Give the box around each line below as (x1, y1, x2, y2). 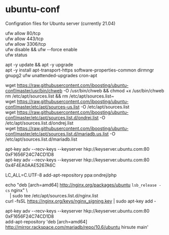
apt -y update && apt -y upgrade (5, 61, 74, 68)
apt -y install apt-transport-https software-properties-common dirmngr (5, 67, 154, 73)
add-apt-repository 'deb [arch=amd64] (5, 218, 88, 224)
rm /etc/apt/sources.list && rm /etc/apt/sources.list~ (5, 93, 114, 99)
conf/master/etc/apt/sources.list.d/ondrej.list (5, 114, 99, 120)
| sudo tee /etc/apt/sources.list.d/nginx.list (10, 192, 98, 198)
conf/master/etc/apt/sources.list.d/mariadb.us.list (5, 130, 109, 137)
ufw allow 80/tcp (5, 30, 41, 36)
